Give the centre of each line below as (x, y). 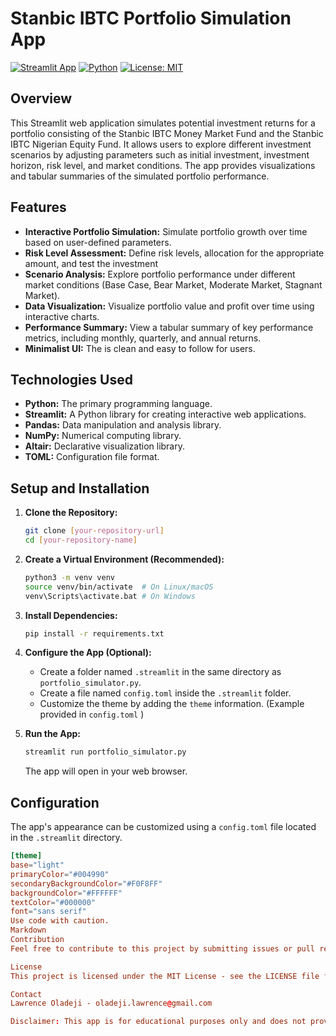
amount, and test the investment (91, 263)
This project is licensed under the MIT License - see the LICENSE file (165, 976)
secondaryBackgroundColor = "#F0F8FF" (86, 883)
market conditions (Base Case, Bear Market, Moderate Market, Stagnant (173, 284)
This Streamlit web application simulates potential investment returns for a (163, 123)
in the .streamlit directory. (66, 838)
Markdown (28, 930)
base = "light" (37, 865)
